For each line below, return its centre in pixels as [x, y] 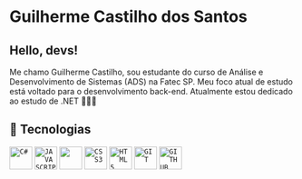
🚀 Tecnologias [50, 129]
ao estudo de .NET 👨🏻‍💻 [53, 101]
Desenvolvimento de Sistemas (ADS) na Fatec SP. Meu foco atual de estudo [151, 82]
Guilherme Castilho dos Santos [128, 17]
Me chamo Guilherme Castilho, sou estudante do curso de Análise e [136, 72]
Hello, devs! [44, 50]
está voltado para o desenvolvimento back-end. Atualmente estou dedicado [151, 91]
